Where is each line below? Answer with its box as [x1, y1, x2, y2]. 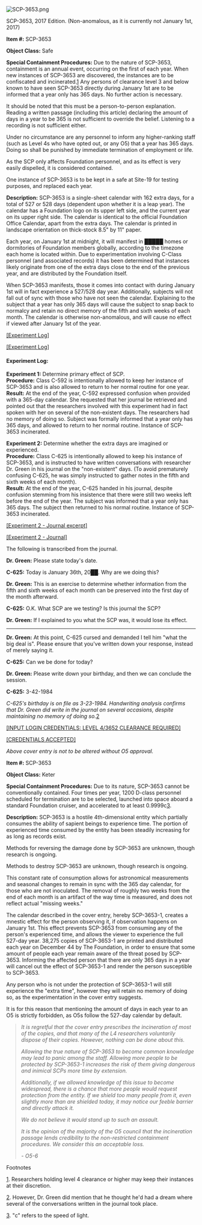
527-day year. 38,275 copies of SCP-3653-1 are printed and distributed [6, 937, 183, 945]
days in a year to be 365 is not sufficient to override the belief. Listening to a [6, 115, 195, 122]
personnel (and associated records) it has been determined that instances [6, 257, 190, 264]
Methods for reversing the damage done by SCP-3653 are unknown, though [6, 845, 195, 852]
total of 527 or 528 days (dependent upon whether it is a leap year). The [6, 201, 185, 207]
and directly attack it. [20, 1104, 75, 1112]
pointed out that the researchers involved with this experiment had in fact [6, 403, 188, 410]
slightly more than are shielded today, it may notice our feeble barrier [20, 1098, 194, 1106]
